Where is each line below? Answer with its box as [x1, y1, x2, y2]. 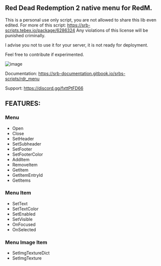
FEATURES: [5, 99, 41, 108]
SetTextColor [12, 206, 39, 212]
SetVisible [12, 216, 33, 222]
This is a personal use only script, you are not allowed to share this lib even [5, 17, 157, 23]
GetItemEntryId [12, 172, 43, 178]
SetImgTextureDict [12, 250, 50, 256]
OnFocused [12, 221, 36, 227]
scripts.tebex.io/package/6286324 [5, 27, 75, 33]
